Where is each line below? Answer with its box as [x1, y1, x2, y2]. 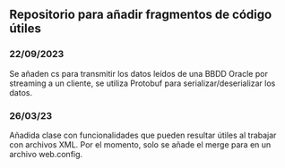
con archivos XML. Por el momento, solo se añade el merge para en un [9, 139, 272, 150]
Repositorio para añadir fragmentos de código [9, 7, 272, 22]
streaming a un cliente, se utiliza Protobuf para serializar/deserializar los [9, 78, 276, 88]
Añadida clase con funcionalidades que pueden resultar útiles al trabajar [9, 130, 277, 140]
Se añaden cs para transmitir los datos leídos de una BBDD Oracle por [9, 68, 269, 79]
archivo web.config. [9, 148, 83, 159]
